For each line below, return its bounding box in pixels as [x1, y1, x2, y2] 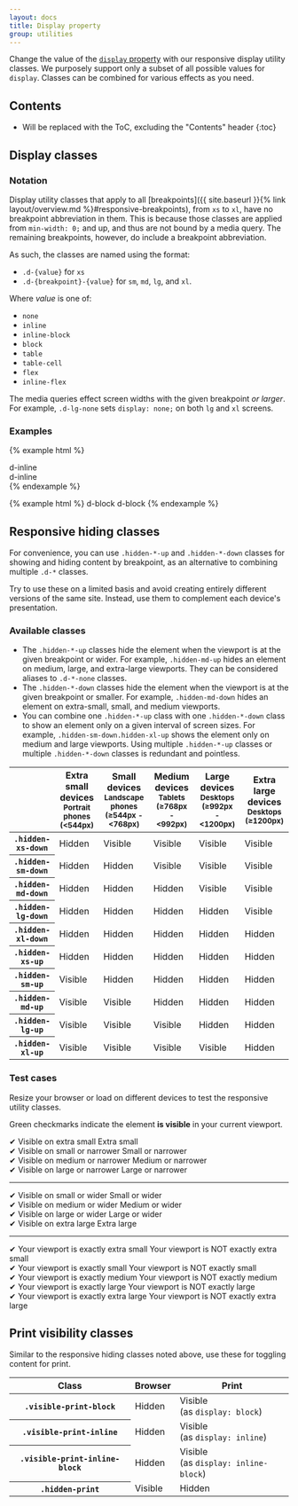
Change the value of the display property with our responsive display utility [9, 54, 286, 65]
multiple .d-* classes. [9, 566, 89, 577]
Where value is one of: [9, 293, 92, 303]
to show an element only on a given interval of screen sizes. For [21, 720, 255, 731]
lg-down [16, 911, 49, 922]
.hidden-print [40, 1484, 100, 1494]
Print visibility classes [9, 1325, 134, 1340]
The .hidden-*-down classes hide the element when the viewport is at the [21, 682, 289, 693]
